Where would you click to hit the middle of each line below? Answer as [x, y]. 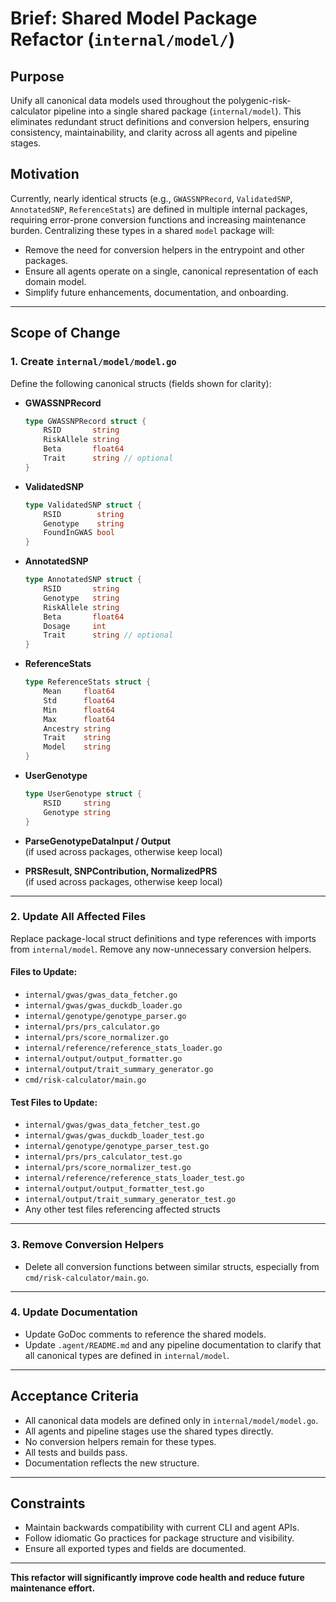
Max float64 [79, 719]
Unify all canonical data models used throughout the [118, 100]
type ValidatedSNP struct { [83, 505]
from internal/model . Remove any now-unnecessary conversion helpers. [161, 949]
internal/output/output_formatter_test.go [114, 1189]
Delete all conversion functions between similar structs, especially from [172, 1266]
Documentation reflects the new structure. [112, 1463]
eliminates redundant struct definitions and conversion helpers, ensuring [160, 121]
